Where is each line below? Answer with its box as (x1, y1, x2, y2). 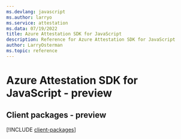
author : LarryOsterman (6, 43, 63, 49)
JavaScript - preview (6, 86, 113, 99)
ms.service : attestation (6, 20, 68, 26)
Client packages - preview (6, 110, 107, 120)
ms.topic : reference (6, 48, 58, 54)
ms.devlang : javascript (6, 8, 66, 15)
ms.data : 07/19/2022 (6, 25, 58, 32)
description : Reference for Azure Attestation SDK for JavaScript (6, 37, 176, 43)
